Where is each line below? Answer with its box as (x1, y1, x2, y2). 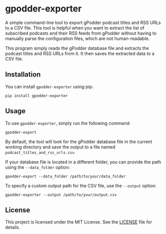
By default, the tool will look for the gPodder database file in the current (5, 138, 152, 144)
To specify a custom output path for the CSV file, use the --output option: (5, 182, 157, 188)
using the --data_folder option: (5, 164, 70, 170)
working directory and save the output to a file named (5, 143, 116, 150)
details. (5, 224, 20, 230)
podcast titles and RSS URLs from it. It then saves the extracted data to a (5, 50, 155, 56)
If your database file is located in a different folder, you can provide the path (5, 158, 162, 165)
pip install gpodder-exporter (5, 93, 68, 98)
